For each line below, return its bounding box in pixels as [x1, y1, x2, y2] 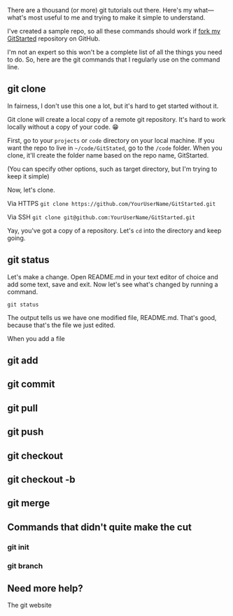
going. [7, 234, 26, 242]
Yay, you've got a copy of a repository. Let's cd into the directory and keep [7, 226, 222, 234]
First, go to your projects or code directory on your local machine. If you [7, 136, 215, 144]
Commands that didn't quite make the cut [7, 521, 192, 533]
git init [7, 542, 29, 552]
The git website [7, 601, 52, 610]
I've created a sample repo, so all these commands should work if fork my [7, 27, 220, 35]
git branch [7, 561, 43, 570]
